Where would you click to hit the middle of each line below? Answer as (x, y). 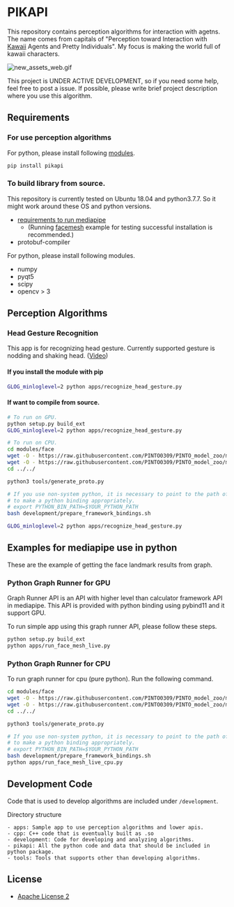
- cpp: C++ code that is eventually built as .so (81, 833)
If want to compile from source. (53, 402)
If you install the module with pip (55, 372)
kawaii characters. (34, 54)
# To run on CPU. (32, 443)
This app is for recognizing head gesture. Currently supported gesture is (111, 348)
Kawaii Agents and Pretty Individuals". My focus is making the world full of (114, 46)
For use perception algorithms (59, 138)
